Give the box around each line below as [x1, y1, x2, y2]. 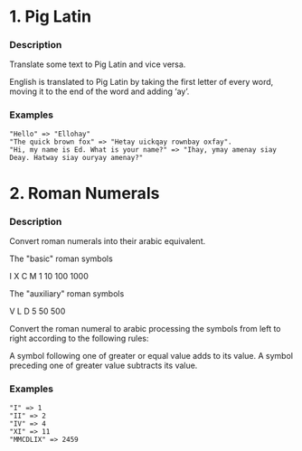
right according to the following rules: [9, 333, 149, 344]
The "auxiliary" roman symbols [9, 288, 125, 299]
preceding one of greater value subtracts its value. [9, 360, 198, 371]
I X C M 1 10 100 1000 [9, 271, 89, 282]
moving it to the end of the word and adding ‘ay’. [9, 86, 190, 97]
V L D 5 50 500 [9, 305, 66, 317]
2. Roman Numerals [9, 183, 160, 203]
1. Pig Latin [9, 6, 92, 27]
